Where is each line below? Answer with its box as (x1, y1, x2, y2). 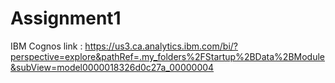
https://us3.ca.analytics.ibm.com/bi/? (84, 40, 238, 52)
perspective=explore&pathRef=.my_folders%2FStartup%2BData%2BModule (10, 50, 325, 62)
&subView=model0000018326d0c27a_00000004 (10, 61, 215, 73)
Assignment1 (10, 7, 122, 30)
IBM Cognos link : (10, 40, 83, 52)
